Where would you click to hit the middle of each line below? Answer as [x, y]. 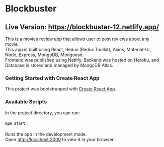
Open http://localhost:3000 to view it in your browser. [60, 139]
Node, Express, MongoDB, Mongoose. [44, 55]
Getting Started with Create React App [52, 78]
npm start [15, 124]
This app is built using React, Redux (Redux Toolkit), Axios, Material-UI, [78, 49]
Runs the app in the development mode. [46, 134]
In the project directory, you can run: [42, 113]
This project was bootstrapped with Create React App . [61, 89]
